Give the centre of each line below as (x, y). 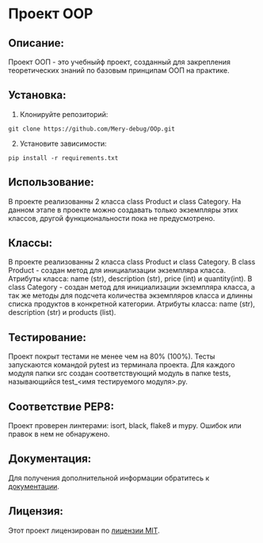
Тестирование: (48, 337)
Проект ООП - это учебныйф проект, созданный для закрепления (120, 62)
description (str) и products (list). (62, 313)
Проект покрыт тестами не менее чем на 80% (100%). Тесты (112, 356)
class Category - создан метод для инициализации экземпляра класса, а (131, 287)
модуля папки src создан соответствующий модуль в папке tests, (120, 374)
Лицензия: (36, 511)
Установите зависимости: (63, 143)
